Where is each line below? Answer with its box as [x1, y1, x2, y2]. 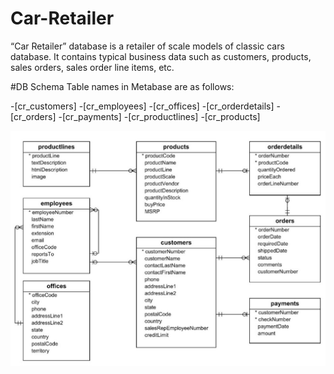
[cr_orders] [10, 110, 57, 122]
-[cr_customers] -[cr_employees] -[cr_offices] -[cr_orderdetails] [10, 100, 275, 112]
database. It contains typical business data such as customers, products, [10, 50, 312, 62]
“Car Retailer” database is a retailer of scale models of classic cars [10, 40, 285, 52]
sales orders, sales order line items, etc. [10, 61, 175, 73]
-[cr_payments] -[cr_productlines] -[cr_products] [58, 110, 261, 122]
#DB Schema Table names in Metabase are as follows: [10, 80, 235, 92]
